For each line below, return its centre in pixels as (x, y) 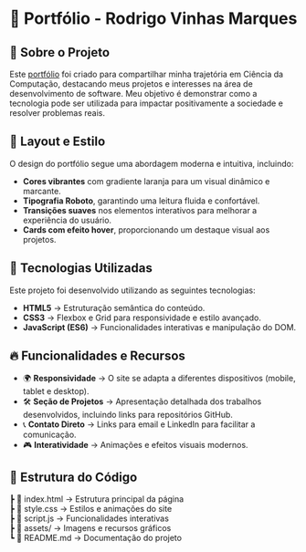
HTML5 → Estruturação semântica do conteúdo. (114, 307)
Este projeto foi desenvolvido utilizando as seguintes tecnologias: (132, 290)
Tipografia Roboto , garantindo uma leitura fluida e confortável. (141, 201)
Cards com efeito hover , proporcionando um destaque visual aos (146, 229)
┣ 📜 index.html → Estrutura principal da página (97, 499)
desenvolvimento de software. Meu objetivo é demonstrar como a (133, 94)
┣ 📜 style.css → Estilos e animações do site (91, 509)
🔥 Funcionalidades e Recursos (97, 356)
